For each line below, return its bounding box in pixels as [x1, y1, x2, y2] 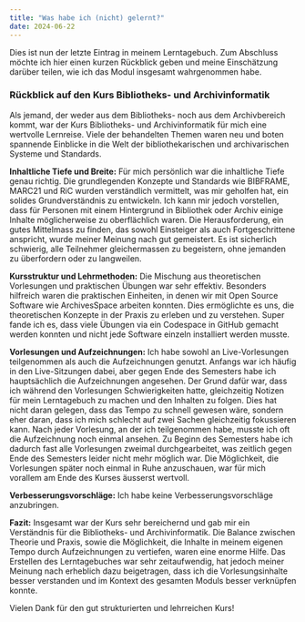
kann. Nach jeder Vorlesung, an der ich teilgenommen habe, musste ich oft [9, 423, 290, 434]
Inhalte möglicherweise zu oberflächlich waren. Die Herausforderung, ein [9, 214, 284, 225]
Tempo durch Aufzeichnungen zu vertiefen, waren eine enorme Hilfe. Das [9, 546, 286, 556]
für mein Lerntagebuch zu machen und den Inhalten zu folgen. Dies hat [9, 394, 278, 405]
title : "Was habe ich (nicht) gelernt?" [9, 13, 166, 23]
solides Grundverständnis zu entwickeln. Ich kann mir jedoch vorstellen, [9, 195, 280, 206]
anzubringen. [9, 499, 59, 510]
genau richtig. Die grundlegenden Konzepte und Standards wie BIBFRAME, [9, 175, 290, 187]
